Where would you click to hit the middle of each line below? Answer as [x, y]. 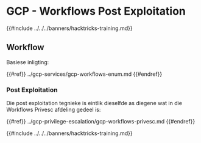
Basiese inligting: [28, 62]
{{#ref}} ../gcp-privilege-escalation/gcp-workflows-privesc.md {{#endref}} [101, 122]
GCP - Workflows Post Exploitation [96, 11]
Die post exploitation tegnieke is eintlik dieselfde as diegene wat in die [94, 103]
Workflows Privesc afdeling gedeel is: [54, 110]
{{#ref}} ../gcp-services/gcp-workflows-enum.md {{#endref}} [84, 74]
